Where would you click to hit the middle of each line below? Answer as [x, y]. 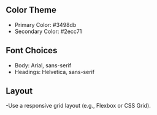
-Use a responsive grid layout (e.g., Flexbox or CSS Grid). [78, 106]
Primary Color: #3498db [45, 24]
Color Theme [31, 10]
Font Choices [32, 50]
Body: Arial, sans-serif [43, 65]
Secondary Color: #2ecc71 [48, 31]
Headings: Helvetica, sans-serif [55, 72]
